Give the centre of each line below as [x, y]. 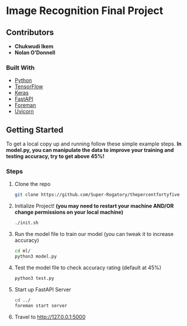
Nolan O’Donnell [35, 53]
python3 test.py [34, 278]
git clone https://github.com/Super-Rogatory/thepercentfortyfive [97, 195]
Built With [20, 67]
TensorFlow [29, 86]
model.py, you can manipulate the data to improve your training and [90, 150]
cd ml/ [22, 251]
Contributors [30, 32]
